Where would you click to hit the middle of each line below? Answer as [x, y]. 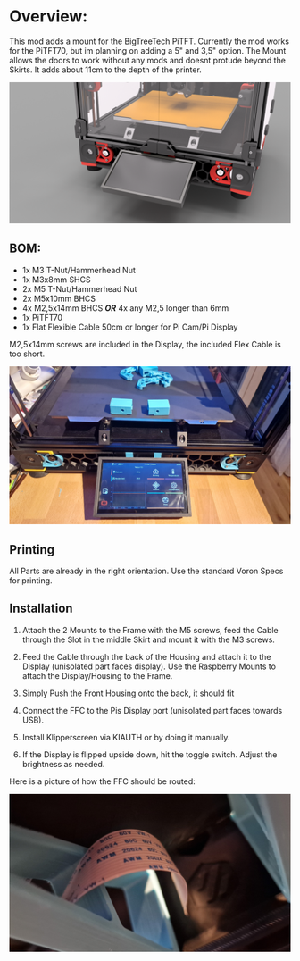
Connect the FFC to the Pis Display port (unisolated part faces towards [152, 710]
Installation [41, 609]
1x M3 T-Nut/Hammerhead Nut [79, 270]
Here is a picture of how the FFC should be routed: [102, 781]
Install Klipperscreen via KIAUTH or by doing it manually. [126, 737]
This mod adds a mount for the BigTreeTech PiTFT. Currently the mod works [150, 41]
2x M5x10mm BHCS [59, 298]
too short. [27, 354]
